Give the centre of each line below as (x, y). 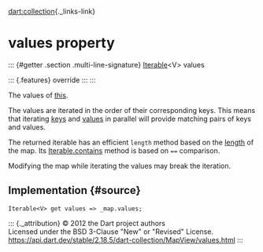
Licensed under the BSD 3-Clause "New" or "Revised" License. (111, 232)
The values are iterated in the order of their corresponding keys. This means (132, 110)
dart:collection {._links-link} (52, 11)
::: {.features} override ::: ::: (52, 80)
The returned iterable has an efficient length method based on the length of (131, 142)
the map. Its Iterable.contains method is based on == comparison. (114, 150)
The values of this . (38, 95)
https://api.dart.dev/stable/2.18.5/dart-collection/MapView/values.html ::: (126, 239)
